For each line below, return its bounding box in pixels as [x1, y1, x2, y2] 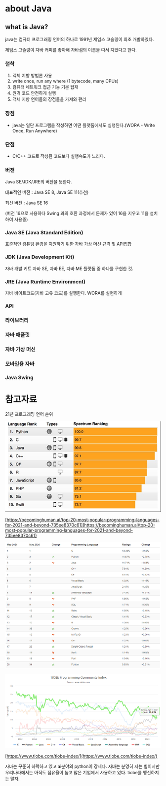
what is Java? [5, 23, 48, 31]
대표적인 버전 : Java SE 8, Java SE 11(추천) [5, 189, 89, 195]
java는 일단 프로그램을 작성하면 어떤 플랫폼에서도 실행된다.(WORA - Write [12, 122, 155, 128]
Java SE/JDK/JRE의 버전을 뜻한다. [5, 179, 72, 185]
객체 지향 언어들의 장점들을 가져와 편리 [12, 96, 86, 102]
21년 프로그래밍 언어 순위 [5, 411, 53, 417]
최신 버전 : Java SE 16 [5, 200, 48, 206]
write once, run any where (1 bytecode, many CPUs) [12, 78, 119, 84]
